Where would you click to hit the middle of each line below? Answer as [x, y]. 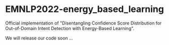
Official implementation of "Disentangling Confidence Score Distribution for [83, 23]
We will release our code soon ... [39, 38]
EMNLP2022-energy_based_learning [84, 9]
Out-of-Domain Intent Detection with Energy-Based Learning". [70, 28]
